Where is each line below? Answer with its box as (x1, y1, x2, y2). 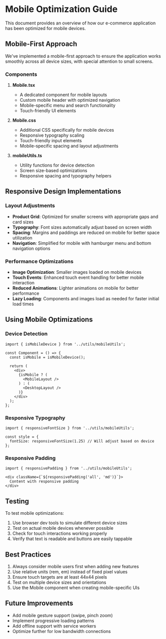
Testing (5, 497, 29, 505)
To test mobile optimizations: (5, 510, 65, 516)
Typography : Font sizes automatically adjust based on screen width (12, 224, 152, 230)
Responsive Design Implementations (5, 187, 121, 196)
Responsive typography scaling (19, 132, 84, 138)
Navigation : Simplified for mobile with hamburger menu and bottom (12, 240, 152, 246)
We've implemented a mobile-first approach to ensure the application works (5, 53, 161, 59)
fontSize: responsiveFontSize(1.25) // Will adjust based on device (9, 439, 155, 444)
